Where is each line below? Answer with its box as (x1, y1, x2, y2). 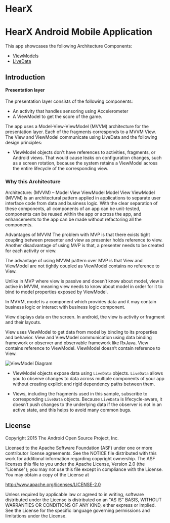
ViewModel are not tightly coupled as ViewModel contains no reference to (5, 263, 160, 269)
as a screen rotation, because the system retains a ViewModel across (12, 160, 158, 166)
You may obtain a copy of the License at (5, 471, 90, 477)
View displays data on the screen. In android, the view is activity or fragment (5, 314, 165, 320)
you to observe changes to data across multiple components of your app (12, 376, 164, 382)
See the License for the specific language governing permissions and (5, 507, 150, 513)
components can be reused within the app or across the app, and (5, 211, 142, 217)
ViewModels (12, 53, 39, 59)
